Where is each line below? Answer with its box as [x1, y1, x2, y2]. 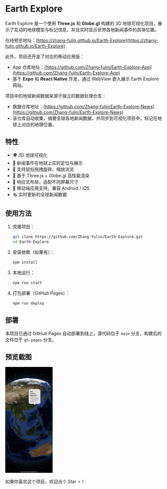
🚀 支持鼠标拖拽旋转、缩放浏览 [12, 166, 74, 172]
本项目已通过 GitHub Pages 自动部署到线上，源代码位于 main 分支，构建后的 [5, 330, 162, 336]
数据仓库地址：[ [12, 103, 45, 109]
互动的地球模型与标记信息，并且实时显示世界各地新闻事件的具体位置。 [14, 26, 159, 33]
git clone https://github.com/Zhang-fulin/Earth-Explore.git [12, 234, 143, 239]
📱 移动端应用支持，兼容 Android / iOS [12, 185, 90, 191]
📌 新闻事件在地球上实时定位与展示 [12, 160, 83, 166]
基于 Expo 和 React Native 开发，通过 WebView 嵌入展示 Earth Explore [12, 76, 159, 82]
